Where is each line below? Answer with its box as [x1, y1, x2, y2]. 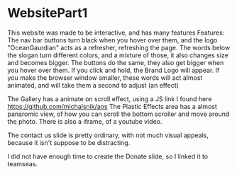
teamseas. [7, 159, 38, 168]
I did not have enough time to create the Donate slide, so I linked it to [7, 152, 209, 161]
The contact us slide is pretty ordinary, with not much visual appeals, [7, 131, 209, 139]
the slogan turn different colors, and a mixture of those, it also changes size [7, 51, 228, 59]
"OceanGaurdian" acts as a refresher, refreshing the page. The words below [7, 43, 231, 52]
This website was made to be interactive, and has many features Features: [7, 28, 225, 37]
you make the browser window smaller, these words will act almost [7, 73, 203, 82]
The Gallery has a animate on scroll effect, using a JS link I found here [7, 94, 212, 103]
